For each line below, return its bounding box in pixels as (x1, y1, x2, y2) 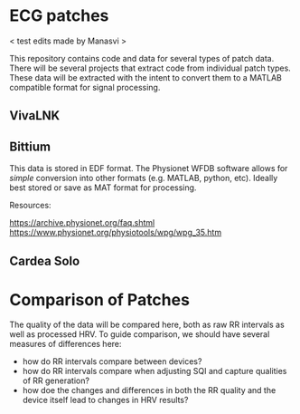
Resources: (9, 200, 52, 211)
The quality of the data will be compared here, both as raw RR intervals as (9, 319, 285, 331)
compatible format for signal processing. (9, 82, 161, 92)
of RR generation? (22, 375, 90, 386)
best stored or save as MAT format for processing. (9, 182, 197, 193)
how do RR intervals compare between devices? (22, 356, 202, 367)
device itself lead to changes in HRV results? (22, 395, 189, 406)
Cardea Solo (9, 253, 80, 268)
